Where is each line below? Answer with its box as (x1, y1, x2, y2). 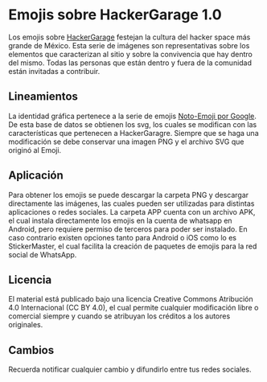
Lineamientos (8, 90, 79, 104)
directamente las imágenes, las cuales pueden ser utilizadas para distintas (8, 199, 255, 208)
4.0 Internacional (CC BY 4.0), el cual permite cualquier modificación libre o (8, 303, 259, 313)
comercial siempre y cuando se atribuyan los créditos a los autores (8, 311, 231, 321)
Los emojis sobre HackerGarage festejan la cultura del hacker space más (8, 32, 251, 42)
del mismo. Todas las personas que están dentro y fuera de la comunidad (8, 58, 252, 68)
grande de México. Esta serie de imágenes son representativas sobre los (8, 40, 250, 50)
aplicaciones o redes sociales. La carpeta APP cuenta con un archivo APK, (8, 207, 256, 216)
